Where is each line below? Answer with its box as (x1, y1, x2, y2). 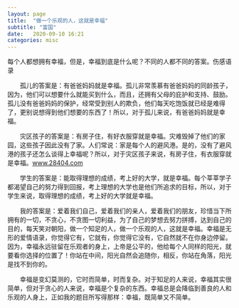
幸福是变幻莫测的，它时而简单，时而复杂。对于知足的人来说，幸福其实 (19, 275, 225, 284)
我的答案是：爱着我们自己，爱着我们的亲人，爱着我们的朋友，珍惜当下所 (19, 207, 232, 216)
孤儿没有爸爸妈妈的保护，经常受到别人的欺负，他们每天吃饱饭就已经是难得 (7, 99, 225, 107)
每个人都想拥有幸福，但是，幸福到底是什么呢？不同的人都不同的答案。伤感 (7, 58, 225, 66)
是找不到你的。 (7, 260, 51, 269)
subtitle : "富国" (7, 23, 57, 31)
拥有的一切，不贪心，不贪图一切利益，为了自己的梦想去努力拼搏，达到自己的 (7, 216, 232, 224)
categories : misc (7, 37, 59, 44)
